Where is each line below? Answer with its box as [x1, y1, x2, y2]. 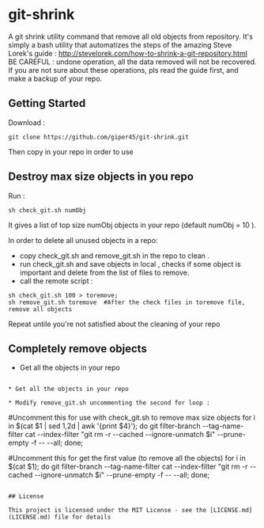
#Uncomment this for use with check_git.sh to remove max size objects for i [8, 413, 255, 423]
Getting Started [8, 97, 86, 110]
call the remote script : [19, 275, 93, 286]
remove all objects [8, 305, 73, 313]
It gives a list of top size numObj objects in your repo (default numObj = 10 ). [8, 220, 257, 230]
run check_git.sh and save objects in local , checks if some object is [19, 259, 241, 268]
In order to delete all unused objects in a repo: [8, 235, 158, 245]
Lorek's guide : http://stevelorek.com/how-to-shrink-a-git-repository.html [8, 48, 247, 58]
